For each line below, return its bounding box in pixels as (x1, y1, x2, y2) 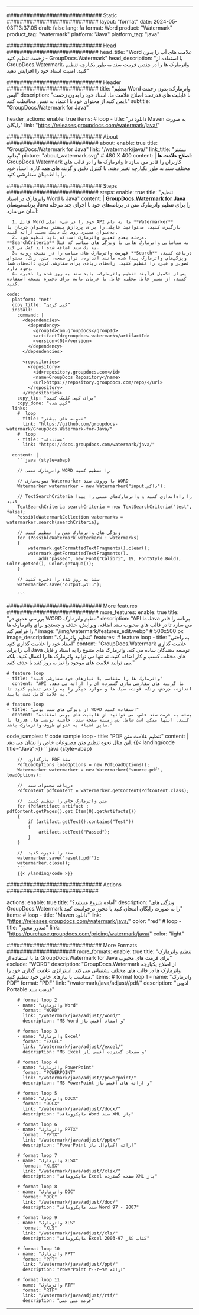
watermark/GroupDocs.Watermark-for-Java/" (6, 426, 113, 432)
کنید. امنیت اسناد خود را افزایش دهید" (6, 67, 89, 74)
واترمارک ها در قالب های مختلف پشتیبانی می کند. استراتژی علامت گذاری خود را (6, 967, 181, 974)
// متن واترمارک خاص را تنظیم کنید (17, 798, 108, 804)
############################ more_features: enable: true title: (6, 609, 179, 616)
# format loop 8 (17, 1184, 58, 1189)
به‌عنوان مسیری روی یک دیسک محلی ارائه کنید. (6, 229, 118, 235)
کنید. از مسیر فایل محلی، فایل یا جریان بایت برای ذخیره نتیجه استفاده (6, 276, 187, 282)
